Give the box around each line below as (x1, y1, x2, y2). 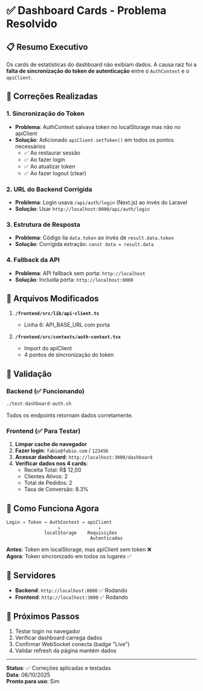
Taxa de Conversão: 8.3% (24, 486, 89, 493)
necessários (14, 142, 46, 150)
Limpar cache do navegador (14, 441, 88, 448)
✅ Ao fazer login (24, 156, 65, 163)
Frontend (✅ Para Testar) (6, 427, 81, 435)
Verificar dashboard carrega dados (14, 634, 103, 641)
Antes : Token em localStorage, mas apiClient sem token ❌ (6, 546, 152, 553)
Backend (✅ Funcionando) (6, 387, 85, 395)
